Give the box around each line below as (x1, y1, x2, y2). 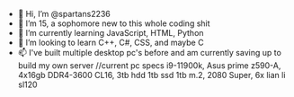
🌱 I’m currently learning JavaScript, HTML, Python (17, 28, 204, 38)
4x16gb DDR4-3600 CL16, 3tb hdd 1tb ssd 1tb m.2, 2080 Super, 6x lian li (17, 70, 286, 80)
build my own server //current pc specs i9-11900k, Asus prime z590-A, (17, 60, 281, 71)
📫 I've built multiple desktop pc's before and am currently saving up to (17, 48, 281, 57)
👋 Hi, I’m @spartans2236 (17, 9, 111, 19)
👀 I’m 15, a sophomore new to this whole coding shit (17, 18, 210, 29)
